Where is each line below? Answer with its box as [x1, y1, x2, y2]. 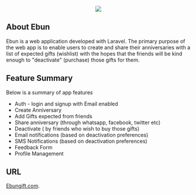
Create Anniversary [14, 106, 61, 114]
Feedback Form [14, 143, 53, 150]
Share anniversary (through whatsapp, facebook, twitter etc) [14, 119, 161, 126]
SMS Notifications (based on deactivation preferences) [14, 138, 147, 145]
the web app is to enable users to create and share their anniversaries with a [6, 44, 191, 51]
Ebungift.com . [6, 182, 40, 190]
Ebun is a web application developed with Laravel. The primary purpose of [6, 37, 185, 45]
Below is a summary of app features [6, 88, 93, 96]
